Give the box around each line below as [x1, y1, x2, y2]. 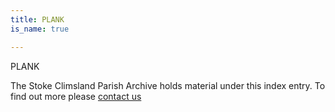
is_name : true [10, 24, 70, 34]
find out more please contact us [10, 90, 142, 102]
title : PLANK [10, 14, 65, 25]
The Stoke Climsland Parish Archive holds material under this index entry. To [10, 79, 326, 91]
